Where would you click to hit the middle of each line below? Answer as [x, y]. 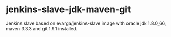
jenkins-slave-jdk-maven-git [68, 9]
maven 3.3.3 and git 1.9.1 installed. [42, 28]
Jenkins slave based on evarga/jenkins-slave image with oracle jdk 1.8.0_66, [86, 23]
